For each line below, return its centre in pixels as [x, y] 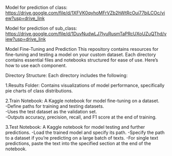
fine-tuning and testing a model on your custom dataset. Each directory [81, 54]
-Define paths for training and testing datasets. [55, 106]
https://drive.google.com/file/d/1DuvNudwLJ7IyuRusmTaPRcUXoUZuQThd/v [86, 34]
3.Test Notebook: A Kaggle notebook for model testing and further [75, 127]
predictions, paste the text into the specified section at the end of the [78, 143]
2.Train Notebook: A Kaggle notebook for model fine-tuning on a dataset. [82, 101]
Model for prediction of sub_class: [41, 28]
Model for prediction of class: [36, 7]
